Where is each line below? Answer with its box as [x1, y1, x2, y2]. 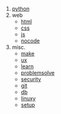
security [20, 75, 41, 83]
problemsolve [20, 69, 55, 76]
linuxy [20, 95, 36, 102]
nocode [20, 37, 40, 44]
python [11, 5, 30, 12]
